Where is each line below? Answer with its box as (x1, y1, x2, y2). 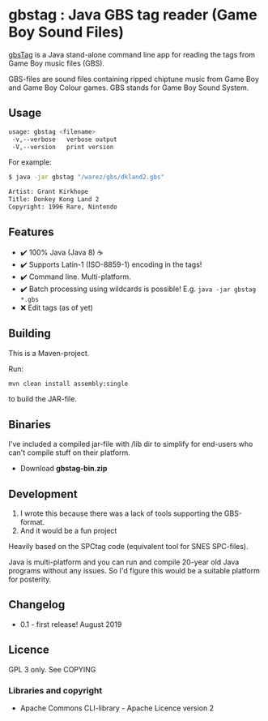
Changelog (8, 598, 66, 612)
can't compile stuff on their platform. (8, 448, 131, 457)
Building (8, 327, 51, 341)
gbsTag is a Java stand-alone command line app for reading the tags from (8, 49, 256, 59)
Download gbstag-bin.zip (19, 464, 108, 474)
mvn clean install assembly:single (8, 380, 129, 388)
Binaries (8, 418, 51, 431)
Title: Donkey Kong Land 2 (8, 195, 100, 204)
